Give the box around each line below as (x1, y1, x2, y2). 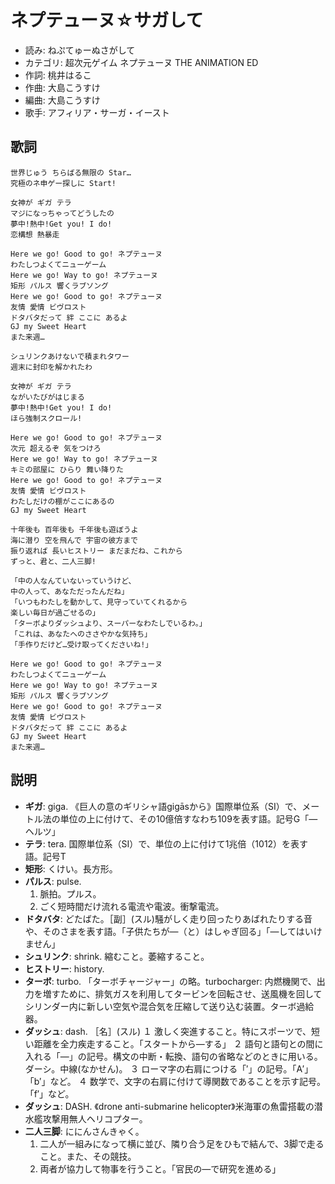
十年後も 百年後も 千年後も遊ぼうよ (10, 524, 139, 535)
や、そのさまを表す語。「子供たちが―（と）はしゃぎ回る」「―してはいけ (24, 925, 323, 937)
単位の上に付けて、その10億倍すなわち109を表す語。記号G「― (59, 812, 318, 825)
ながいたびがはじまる (10, 392, 85, 402)
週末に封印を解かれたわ (10, 362, 93, 372)
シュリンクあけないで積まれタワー (10, 351, 130, 361)
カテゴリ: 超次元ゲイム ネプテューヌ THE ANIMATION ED (24, 56, 259, 68)
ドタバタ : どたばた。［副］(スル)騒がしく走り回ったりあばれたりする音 (24, 912, 313, 925)
